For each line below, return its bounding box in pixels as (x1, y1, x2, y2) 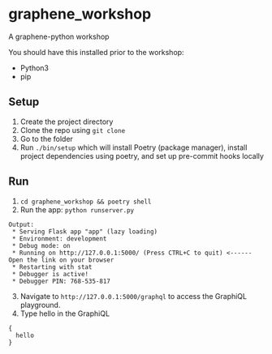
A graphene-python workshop (8, 32, 110, 41)
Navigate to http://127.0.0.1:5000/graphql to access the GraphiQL (19, 291, 248, 301)
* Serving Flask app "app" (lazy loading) (11, 228, 158, 236)
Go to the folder (19, 134, 73, 143)
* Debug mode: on (11, 241, 71, 250)
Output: (8, 220, 35, 228)
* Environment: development (11, 234, 107, 243)
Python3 (19, 62, 49, 73)
